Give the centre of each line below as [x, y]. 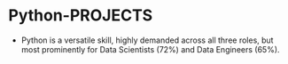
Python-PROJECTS [80, 16]
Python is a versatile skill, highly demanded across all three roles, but [147, 40]
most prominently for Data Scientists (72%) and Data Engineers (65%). [150, 49]
